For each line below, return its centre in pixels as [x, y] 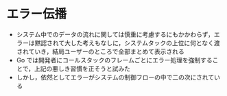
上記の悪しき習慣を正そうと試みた [82, 69]
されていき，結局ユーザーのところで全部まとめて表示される [100, 51]
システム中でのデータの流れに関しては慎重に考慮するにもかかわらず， [115, 34]
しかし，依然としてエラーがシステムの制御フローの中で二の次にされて [115, 77]
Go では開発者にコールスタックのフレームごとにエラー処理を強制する [115, 60]
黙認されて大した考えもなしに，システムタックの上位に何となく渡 [127, 43]
